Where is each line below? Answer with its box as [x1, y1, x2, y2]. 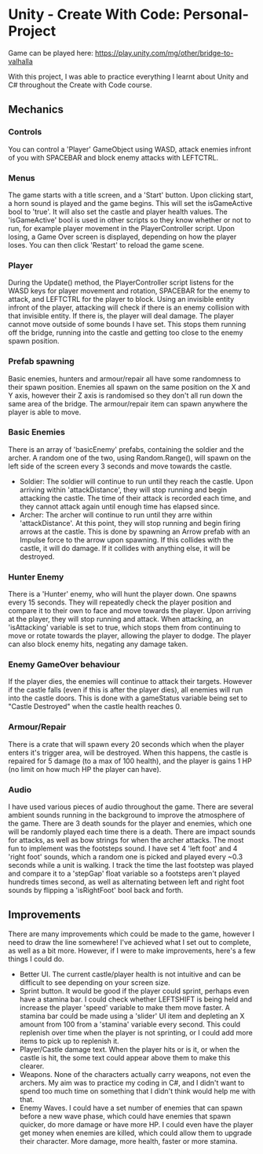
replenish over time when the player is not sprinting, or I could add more [19, 1027, 253, 1037]
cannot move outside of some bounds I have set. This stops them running [8, 320, 247, 329]
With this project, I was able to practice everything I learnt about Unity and [8, 72, 249, 81]
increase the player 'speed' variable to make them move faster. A [19, 1002, 230, 1012]
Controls [8, 127, 42, 138]
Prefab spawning [8, 356, 75, 367]
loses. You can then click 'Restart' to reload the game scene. [8, 240, 204, 249]
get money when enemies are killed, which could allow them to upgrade [19, 1128, 253, 1137]
